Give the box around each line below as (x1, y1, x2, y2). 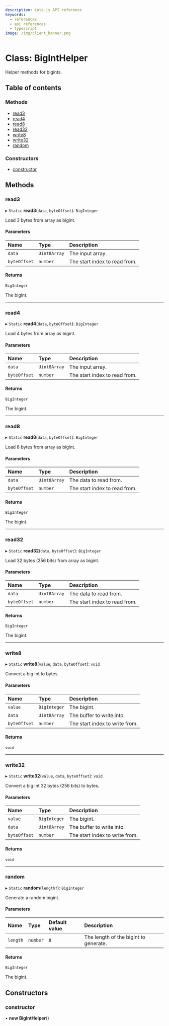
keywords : (5, 12, 26, 17)
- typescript (10, 26, 37, 31)
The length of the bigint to (84, 934, 146, 941)
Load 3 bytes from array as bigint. (5, 217, 75, 223)
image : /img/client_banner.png (5, 31, 71, 36)
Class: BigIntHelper (5, 52, 88, 64)
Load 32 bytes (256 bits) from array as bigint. (5, 557, 100, 564)
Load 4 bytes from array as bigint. (5, 331, 76, 337)
